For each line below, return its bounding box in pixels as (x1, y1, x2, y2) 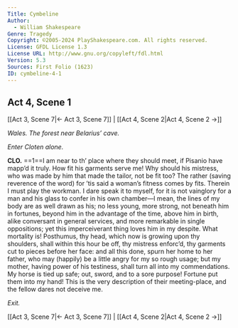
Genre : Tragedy (7, 30, 53, 38)
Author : (7, 17, 31, 24)
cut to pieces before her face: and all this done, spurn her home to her (7, 247, 213, 256)
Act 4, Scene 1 (7, 96, 72, 108)
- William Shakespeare (13, 23, 81, 31)
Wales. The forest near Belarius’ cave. (7, 129, 120, 137)
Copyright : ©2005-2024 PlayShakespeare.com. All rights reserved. (7, 37, 208, 44)
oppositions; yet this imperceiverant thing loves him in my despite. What (7, 225, 218, 233)
